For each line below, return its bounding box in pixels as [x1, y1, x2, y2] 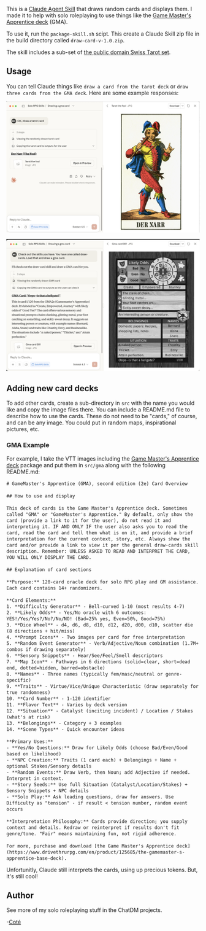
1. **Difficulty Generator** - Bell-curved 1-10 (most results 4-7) [6, 603, 185, 610]
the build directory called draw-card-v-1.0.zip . [6, 37, 124, 44]
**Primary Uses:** [6, 738, 53, 745]
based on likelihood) [6, 750, 62, 757]
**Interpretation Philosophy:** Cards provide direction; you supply [6, 818, 188, 825]
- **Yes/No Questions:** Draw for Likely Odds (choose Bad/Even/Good [6, 744, 188, 751]
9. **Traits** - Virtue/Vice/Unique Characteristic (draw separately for [6, 683, 199, 690]
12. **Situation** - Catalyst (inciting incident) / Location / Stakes [6, 707, 193, 714]
